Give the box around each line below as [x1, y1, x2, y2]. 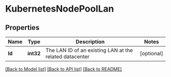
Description [75, 38, 105, 45]
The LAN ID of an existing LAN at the [45, 47, 133, 54]
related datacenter [45, 53, 90, 60]
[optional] [139, 50, 163, 57]
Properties [5, 23, 40, 32]
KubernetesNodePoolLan [5, 3, 115, 15]
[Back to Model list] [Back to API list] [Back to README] [5, 66, 122, 72]
